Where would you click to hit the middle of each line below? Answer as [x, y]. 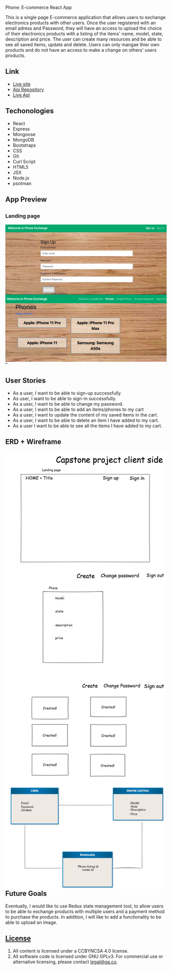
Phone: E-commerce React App [39, 7]
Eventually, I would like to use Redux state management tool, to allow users [84, 906]
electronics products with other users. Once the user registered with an [81, 23]
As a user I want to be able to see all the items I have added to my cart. [88, 426]
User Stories [26, 381]
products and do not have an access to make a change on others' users [81, 50]
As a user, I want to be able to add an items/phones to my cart [78, 409]
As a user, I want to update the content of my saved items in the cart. [85, 414]
